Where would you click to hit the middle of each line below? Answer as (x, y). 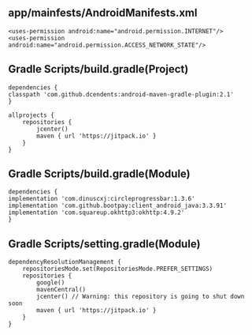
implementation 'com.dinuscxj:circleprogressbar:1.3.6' (102, 199)
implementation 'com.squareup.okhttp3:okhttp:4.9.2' (96, 213)
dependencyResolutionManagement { (65, 262)
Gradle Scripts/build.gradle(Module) (99, 174)
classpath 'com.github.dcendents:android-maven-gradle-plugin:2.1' (121, 94)
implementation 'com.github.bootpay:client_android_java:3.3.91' (117, 206)
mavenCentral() (61, 290)
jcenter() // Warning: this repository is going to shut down (141, 297)
